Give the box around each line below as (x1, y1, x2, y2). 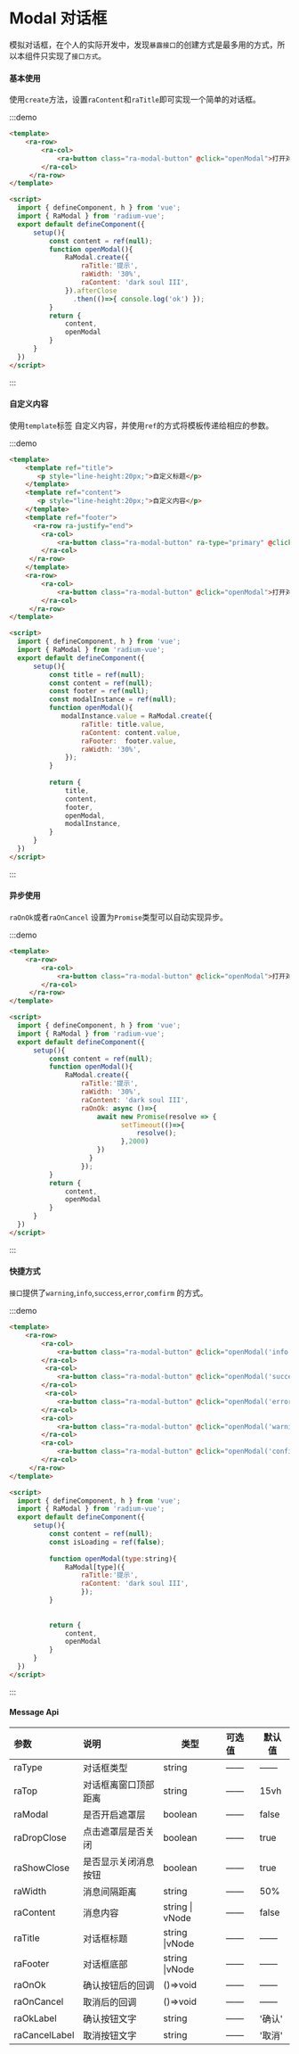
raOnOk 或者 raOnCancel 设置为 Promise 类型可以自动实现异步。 (9, 912, 229, 923)
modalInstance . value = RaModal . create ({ (61, 712, 214, 721)
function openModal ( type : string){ (48, 1554, 177, 1563)
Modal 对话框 (9, 8, 108, 29)
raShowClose (13, 1861, 70, 1874)
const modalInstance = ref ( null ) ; (48, 695, 177, 705)
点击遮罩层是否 (83, 1825, 146, 1837)
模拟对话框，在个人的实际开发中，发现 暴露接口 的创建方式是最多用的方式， (9, 39, 278, 50)
